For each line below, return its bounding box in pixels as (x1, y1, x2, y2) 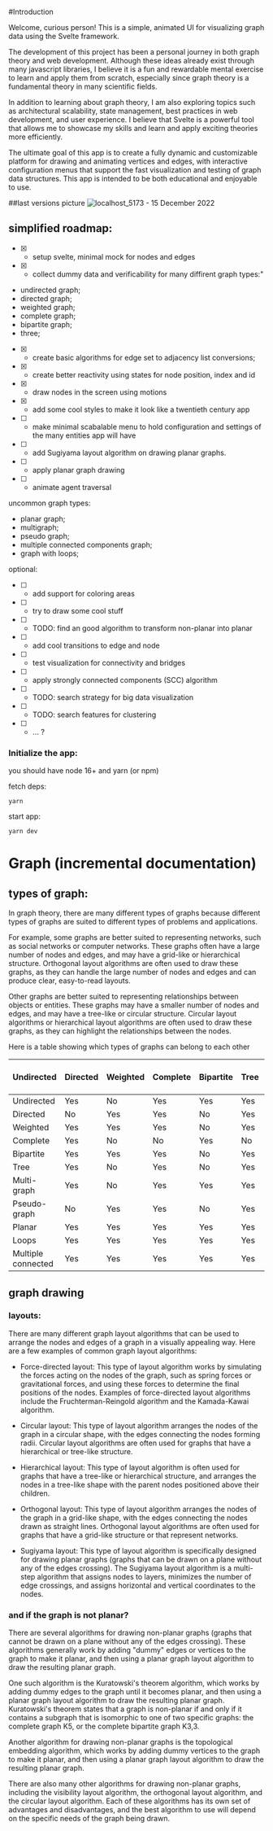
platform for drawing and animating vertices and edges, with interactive (8, 156, 248, 166)
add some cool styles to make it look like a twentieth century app (32, 404, 250, 414)
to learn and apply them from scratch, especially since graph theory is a (8, 73, 249, 82)
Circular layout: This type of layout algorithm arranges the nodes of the (19, 1420, 258, 1431)
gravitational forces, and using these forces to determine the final (19, 1379, 240, 1388)
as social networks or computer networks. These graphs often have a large (8, 942, 260, 951)
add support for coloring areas (32, 588, 136, 598)
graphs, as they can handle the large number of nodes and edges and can (8, 968, 257, 977)
